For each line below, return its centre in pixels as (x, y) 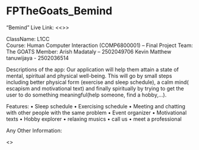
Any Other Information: (34, 130)
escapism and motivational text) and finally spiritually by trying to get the (95, 88)
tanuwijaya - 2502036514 (38, 58)
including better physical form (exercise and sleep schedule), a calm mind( (97, 82)
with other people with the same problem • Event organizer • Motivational (97, 112)
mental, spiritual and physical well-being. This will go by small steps (89, 76)
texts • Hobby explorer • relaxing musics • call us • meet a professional (94, 119)
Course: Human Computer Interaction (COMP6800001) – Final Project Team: (99, 45)
